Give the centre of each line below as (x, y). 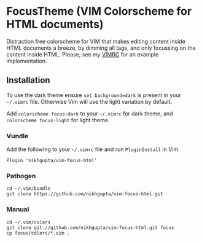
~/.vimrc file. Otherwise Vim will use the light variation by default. (89, 101)
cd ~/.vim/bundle (29, 189)
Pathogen (21, 176)
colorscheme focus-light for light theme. (58, 120)
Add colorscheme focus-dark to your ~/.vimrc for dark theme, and (90, 113)
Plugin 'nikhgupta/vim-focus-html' (52, 161)
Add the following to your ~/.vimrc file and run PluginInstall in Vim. (93, 149)
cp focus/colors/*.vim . (38, 233)
